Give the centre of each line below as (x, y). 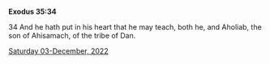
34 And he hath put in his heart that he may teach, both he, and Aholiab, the (135, 27)
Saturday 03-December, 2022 (58, 51)
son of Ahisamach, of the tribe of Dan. (72, 36)
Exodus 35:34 (32, 12)
